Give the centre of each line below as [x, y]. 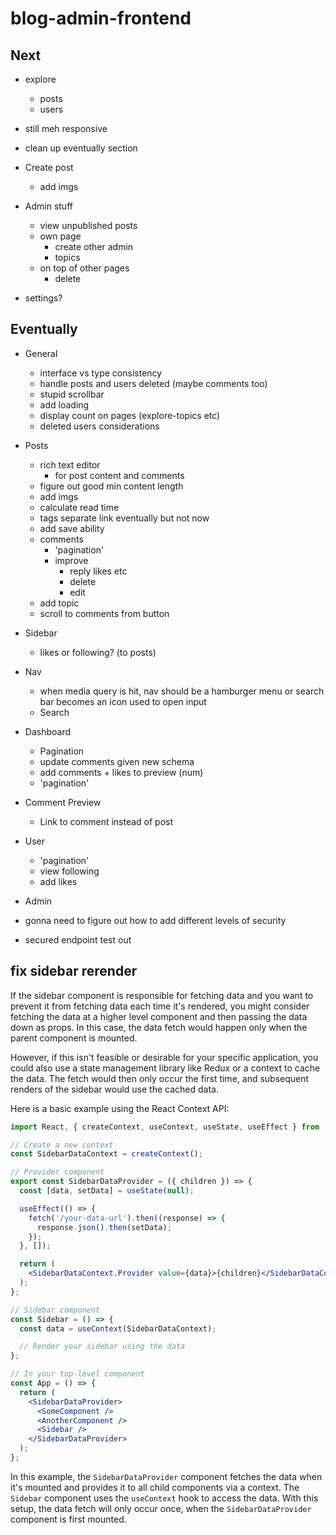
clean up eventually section [81, 148]
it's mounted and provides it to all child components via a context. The [155, 1487]
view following [69, 871]
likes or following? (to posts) [98, 652]
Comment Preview [63, 802]
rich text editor [70, 464]
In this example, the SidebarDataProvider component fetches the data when [166, 1476]
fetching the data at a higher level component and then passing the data [159, 1016]
